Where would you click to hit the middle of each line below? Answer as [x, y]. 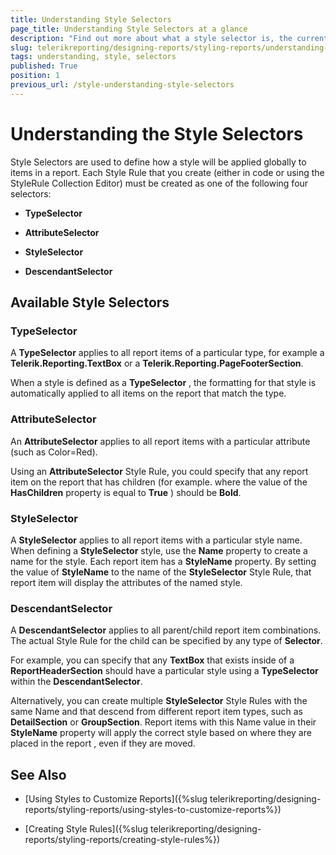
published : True [44, 66]
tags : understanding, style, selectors [93, 57]
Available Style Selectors [90, 302]
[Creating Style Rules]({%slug [86, 829]
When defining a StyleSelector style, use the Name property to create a [159, 550]
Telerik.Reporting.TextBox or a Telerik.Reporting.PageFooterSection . [157, 363]
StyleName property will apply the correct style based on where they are [161, 733]
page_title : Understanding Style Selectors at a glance [129, 29]
